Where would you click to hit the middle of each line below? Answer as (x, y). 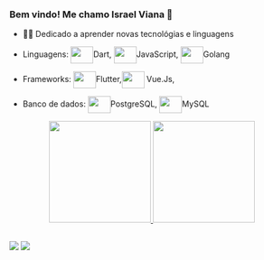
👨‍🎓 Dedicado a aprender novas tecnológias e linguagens (128, 34)
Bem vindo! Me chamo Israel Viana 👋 (91, 14)
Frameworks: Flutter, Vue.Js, (99, 79)
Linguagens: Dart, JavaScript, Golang (126, 54)
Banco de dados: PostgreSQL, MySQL (116, 104)
